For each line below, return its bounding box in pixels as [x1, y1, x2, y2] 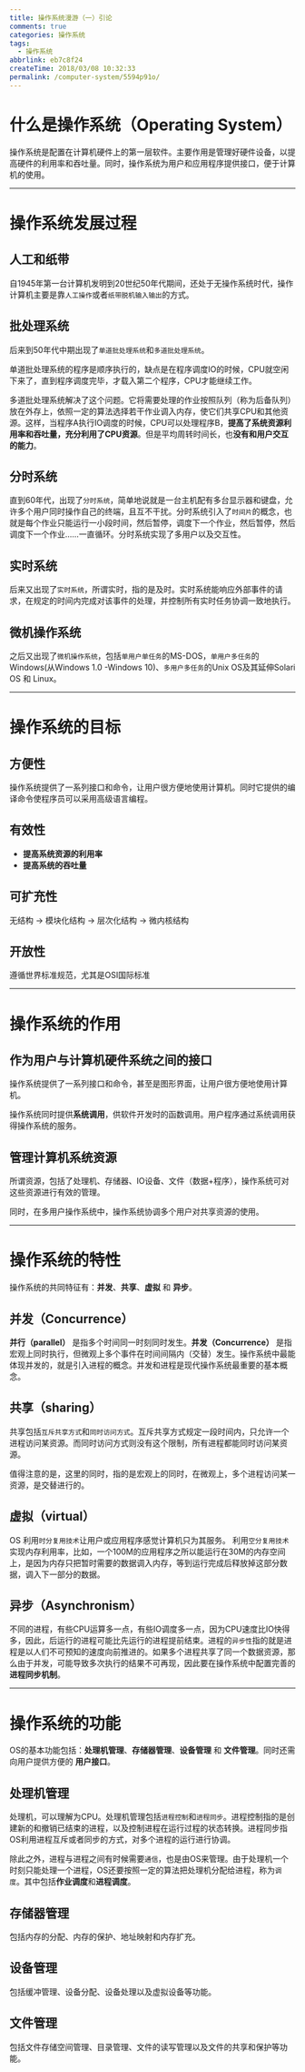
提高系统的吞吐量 [22, 859, 87, 870]
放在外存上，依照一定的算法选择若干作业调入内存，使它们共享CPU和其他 [9, 406, 281, 417]
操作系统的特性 [9, 1250, 122, 1270]
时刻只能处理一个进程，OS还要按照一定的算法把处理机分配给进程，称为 [9, 1865, 275, 1875]
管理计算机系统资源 [9, 1149, 117, 1165]
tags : [9, 38, 30, 48]
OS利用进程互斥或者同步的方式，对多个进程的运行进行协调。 [9, 1834, 236, 1845]
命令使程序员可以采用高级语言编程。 [16, 793, 152, 804]
